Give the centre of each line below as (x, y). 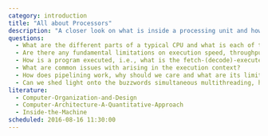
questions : (26, 38)
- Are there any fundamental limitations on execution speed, (121, 53)
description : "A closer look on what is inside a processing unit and (128, 30)
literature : (28, 90)
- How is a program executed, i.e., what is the (98, 61)
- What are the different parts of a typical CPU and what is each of (135, 46)
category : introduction (48, 16)
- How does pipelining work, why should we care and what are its (128, 75)
